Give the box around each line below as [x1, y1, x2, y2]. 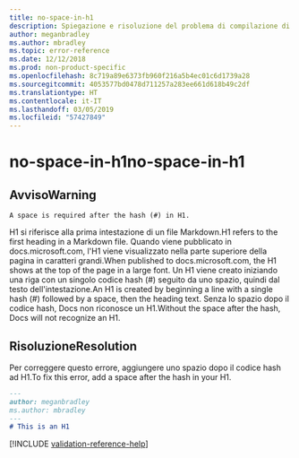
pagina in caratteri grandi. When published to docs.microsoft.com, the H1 [9, 255, 278, 266]
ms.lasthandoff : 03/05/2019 [9, 105, 115, 114]
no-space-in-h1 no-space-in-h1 [9, 151, 245, 172]
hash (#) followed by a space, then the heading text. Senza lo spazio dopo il [9, 293, 289, 305]
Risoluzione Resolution [9, 338, 137, 354]
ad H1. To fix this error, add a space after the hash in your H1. [9, 371, 232, 382]
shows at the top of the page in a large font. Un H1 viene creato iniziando [9, 265, 278, 276]
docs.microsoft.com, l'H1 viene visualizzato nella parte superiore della [9, 246, 268, 256]
